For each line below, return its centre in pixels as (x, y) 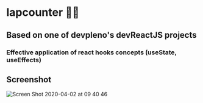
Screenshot (29, 80)
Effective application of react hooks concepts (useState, (91, 52)
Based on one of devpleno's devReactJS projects (101, 35)
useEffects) (24, 60)
